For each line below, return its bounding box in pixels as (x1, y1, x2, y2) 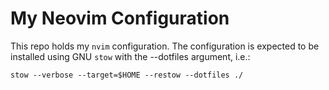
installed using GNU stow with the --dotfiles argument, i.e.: (10, 50, 251, 62)
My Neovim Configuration (10, 7, 230, 30)
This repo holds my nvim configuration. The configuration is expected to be (10, 40, 320, 52)
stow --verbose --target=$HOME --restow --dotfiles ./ (10, 70, 244, 80)
